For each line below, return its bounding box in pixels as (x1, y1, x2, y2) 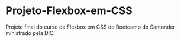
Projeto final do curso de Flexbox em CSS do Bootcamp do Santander (5, 23, 176, 30)
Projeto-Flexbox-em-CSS (5, 4, 132, 17)
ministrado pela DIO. (5, 29, 56, 36)
